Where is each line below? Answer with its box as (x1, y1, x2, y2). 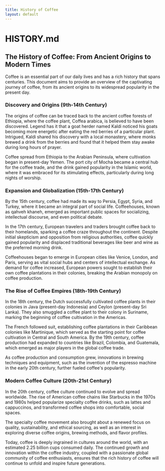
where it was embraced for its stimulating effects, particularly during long (5, 169, 154, 175)
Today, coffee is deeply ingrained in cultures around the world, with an (5, 439, 148, 445)
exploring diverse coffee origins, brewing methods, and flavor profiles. (5, 430, 148, 435)
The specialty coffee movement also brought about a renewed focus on (5, 419, 151, 425)
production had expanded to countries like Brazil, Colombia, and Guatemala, (5, 340, 160, 346)
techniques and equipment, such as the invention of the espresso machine (5, 360, 157, 366)
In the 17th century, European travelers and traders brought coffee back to (5, 224, 156, 230)
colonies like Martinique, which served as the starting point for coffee (5, 329, 146, 335)
